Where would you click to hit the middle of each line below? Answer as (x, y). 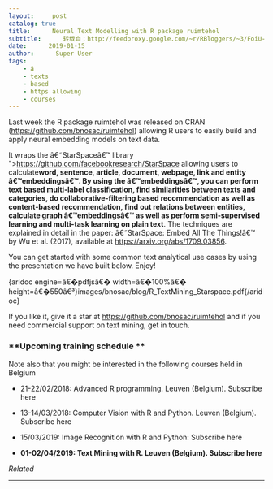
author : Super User (50, 54)
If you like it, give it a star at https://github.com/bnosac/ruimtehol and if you (134, 317)
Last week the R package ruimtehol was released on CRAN (107, 122)
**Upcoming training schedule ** (77, 346)
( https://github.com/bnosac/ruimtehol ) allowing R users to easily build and (133, 131)
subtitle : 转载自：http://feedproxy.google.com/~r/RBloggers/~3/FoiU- (137, 39)
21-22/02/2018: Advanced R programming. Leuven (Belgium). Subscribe (141, 388)
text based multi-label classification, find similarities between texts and (132, 190)
